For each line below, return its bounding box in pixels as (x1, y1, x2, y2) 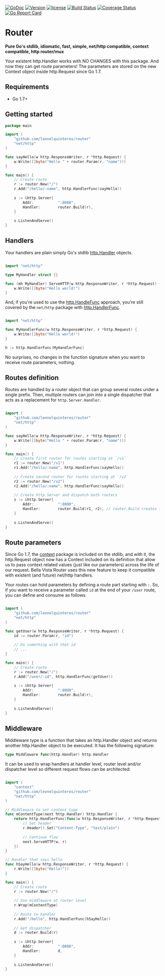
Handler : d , (23, 948, 63, 953)
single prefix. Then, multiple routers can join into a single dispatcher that (5, 392, 152, 398)
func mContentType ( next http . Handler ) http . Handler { (5, 812, 118, 817)
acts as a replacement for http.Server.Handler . (5, 397, 101, 403)
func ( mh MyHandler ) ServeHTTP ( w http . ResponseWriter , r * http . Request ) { (5, 281, 162, 286)
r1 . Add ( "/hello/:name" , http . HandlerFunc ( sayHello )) (14, 465, 124, 470)
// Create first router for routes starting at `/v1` (14, 456, 126, 461)
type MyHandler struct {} (5, 272, 58, 277)
